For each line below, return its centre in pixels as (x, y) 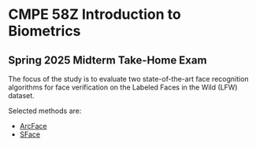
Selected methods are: (45, 111)
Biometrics (45, 31)
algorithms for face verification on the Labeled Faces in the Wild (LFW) (123, 87)
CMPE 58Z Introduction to (95, 15)
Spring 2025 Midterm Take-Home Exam (108, 60)
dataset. (22, 95)
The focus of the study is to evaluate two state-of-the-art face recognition (129, 79)
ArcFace (33, 126)
